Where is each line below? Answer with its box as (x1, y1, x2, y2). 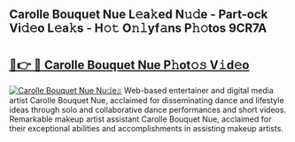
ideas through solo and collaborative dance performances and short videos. (9, 105, 286, 115)
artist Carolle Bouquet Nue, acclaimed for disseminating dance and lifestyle (9, 95, 285, 105)
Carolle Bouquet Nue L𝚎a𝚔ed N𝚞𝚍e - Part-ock (9, 7, 268, 22)
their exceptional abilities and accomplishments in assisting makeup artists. (9, 123, 283, 133)
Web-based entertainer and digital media (123, 86, 274, 95)
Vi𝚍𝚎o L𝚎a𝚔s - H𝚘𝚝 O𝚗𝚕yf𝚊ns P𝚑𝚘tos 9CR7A (9, 21, 268, 36)
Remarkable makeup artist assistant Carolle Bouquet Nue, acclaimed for (9, 114, 272, 124)
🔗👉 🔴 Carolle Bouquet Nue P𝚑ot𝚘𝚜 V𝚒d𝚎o (9, 57, 250, 72)
